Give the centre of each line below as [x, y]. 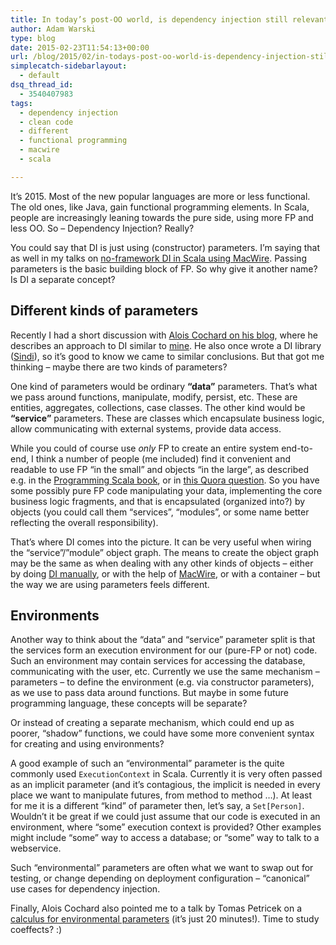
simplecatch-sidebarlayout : [69, 66]
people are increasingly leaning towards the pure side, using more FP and [162, 217]
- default [39, 76]
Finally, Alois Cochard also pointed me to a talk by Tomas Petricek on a [156, 908]
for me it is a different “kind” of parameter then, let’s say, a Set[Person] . [157, 806]
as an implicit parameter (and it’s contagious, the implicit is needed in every [165, 785]
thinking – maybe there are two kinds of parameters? [119, 367]
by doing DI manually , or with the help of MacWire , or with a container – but [165, 573]
